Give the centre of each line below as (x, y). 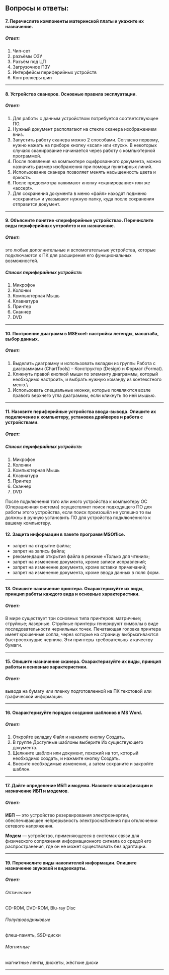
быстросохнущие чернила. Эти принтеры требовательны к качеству (79, 640)
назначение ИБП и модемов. (37, 791)
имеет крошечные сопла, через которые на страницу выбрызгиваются (82, 634)
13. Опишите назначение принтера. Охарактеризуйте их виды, (75, 589)
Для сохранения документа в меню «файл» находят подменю (79, 193)
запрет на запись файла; (39, 551)
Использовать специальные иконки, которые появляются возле (81, 390)
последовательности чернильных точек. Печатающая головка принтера (83, 629)
